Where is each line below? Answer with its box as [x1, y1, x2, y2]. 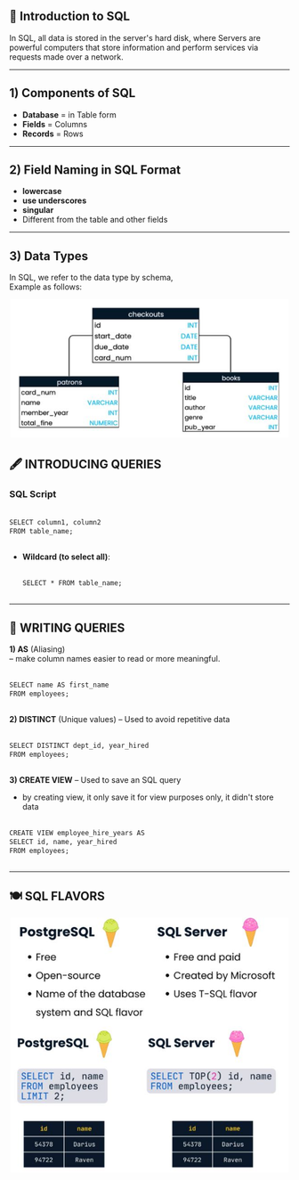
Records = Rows [21, 128, 84, 139]
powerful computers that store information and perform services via [9, 42, 259, 53]
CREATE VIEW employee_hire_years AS [9, 828, 145, 837]
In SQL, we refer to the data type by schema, [9, 273, 174, 283]
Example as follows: [9, 281, 83, 292]
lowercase [21, 186, 62, 197]
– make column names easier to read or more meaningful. [9, 653, 221, 663]
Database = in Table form [21, 109, 117, 120]
